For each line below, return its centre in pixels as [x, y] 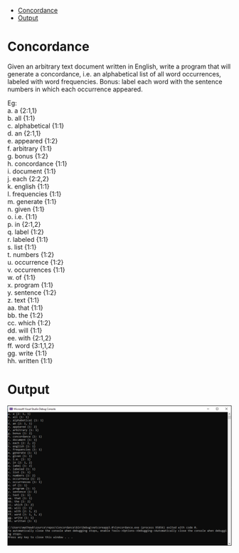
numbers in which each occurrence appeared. [75, 89]
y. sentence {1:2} [32, 293]
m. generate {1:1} [32, 201]
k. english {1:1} [28, 186]
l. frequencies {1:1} [34, 194]
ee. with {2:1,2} [30, 338]
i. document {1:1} [32, 171]
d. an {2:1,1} [24, 133]
